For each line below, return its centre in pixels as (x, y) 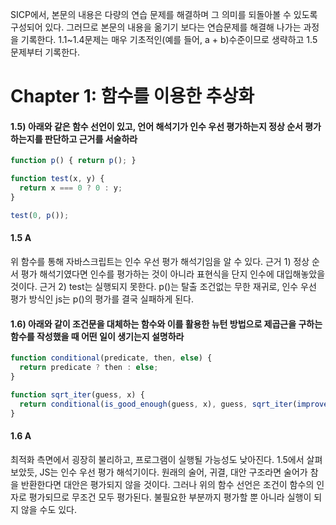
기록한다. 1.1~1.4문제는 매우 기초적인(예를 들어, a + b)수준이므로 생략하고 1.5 (169, 39)
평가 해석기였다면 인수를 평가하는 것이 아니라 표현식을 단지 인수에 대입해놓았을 (173, 274)
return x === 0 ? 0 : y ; (71, 188)
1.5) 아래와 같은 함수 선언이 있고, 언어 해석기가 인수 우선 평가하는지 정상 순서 (156, 126)
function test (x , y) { (57, 179)
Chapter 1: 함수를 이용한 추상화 (132, 96)
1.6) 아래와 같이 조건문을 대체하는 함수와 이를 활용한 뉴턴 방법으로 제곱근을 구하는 (166, 324)
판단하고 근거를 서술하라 (91, 139)
